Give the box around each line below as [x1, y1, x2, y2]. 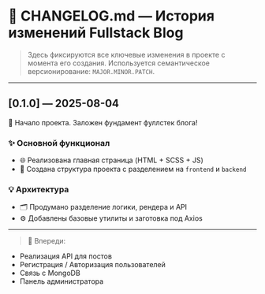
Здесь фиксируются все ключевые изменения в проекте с [27, 50, 226, 59]
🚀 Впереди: [27, 236, 66, 246]
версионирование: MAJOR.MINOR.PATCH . [27, 66, 155, 76]
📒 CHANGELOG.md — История [8, 7, 215, 25]
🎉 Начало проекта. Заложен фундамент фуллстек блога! [8, 117, 198, 127]
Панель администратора [19, 277, 104, 286]
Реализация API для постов [19, 251, 113, 261]
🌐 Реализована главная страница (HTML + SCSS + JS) [19, 155, 203, 165]
